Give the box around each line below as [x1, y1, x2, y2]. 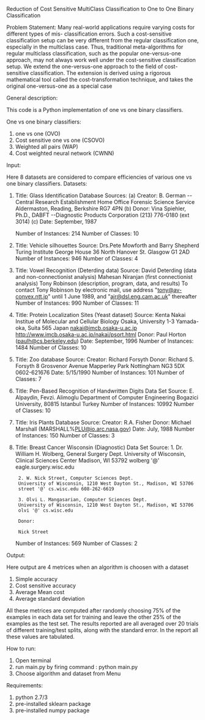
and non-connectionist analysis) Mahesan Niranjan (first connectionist [15, 273, 193, 280]
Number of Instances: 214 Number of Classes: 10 [15, 230, 140, 237]
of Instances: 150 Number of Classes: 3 [15, 432, 115, 439]
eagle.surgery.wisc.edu [15, 463, 75, 471]
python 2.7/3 [15, 694, 48, 701]
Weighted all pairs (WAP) [15, 143, 78, 150]
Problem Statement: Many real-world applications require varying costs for [6, 24, 195, 31]
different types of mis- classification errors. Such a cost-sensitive [6, 30, 172, 37]
